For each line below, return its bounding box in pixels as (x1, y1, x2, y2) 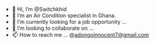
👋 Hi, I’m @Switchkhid (11, 6, 68, 12)
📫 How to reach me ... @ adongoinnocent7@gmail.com (11, 32, 149, 38)
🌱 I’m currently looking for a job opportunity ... (11, 18, 127, 25)
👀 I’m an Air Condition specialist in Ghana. (11, 12, 116, 19)
